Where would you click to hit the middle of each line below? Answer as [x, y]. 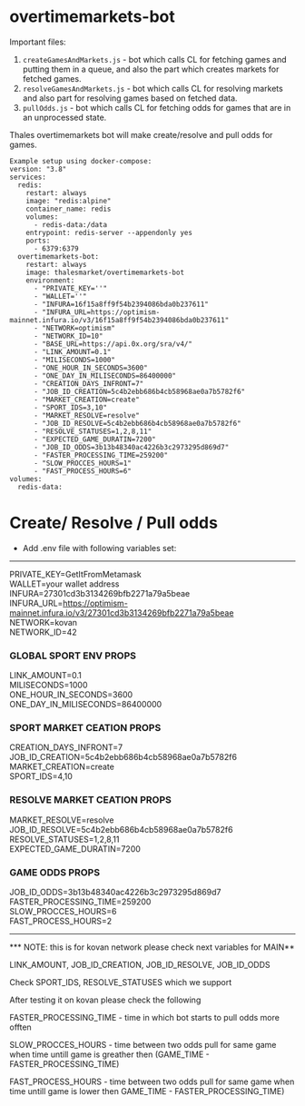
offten [20, 1027]
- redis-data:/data [70, 224]
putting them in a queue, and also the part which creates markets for [151, 69]
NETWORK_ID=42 [43, 632]
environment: [50, 280]
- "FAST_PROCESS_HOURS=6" [82, 471]
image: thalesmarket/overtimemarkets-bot [105, 272]
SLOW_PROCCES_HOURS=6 [63, 912]
